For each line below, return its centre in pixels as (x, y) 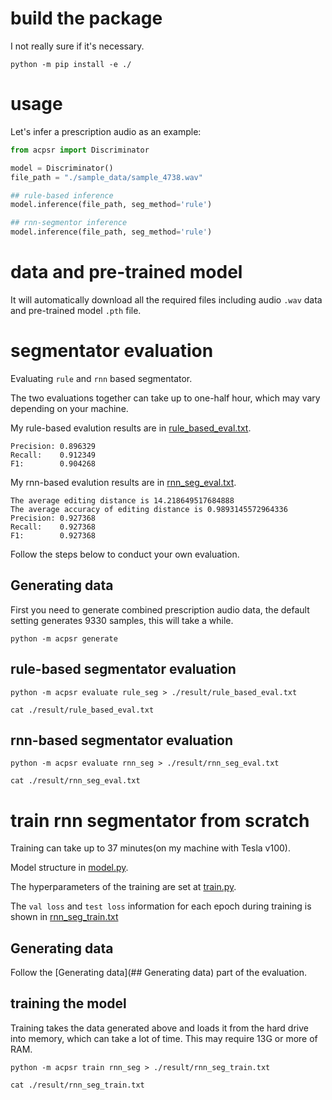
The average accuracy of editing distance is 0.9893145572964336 (149, 509)
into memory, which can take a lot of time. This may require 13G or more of (164, 1038)
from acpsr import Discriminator (80, 150)
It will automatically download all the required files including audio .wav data (166, 299)
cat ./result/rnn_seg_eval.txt (75, 781)
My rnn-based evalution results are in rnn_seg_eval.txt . (123, 482)
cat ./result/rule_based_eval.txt (82, 710)
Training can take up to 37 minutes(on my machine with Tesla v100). (150, 848)
